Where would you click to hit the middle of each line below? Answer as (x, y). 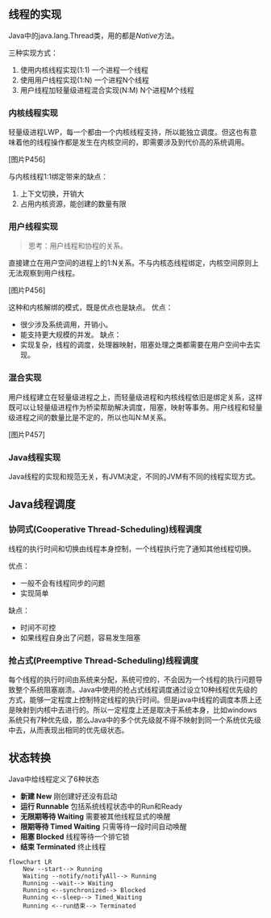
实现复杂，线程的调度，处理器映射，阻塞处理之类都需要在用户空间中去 (137, 345)
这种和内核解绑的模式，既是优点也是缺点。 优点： (91, 307)
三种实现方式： (33, 53)
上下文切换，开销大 (52, 194)
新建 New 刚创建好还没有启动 (69, 796)
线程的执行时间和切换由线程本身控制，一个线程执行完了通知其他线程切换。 (132, 549)
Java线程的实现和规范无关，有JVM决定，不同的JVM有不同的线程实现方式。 (134, 476)
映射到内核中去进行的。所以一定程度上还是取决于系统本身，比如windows (136, 710)
